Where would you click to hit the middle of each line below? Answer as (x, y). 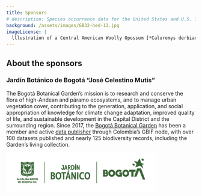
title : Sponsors (26, 13)
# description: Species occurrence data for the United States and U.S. (99, 19)
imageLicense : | (26, 32)
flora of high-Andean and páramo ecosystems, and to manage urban (91, 100)
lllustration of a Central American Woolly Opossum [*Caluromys (94, 38)
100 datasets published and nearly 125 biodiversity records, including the (97, 138)
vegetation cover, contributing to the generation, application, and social (95, 106)
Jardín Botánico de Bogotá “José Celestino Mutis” (81, 80)
